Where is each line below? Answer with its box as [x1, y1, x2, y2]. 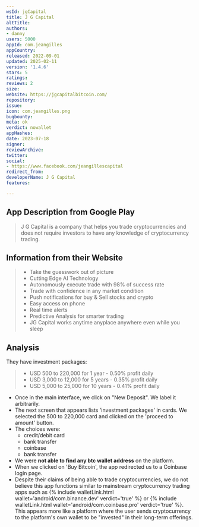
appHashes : [6, 130, 33, 137]
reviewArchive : [6, 147, 44, 153]
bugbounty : [6, 113, 33, 119]
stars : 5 [6, 70, 28, 75]
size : [6, 86, 20, 92]
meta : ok [6, 119, 28, 125]
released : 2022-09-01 [6, 53, 60, 59]
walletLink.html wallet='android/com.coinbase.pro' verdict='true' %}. [14, 501, 184, 509]
